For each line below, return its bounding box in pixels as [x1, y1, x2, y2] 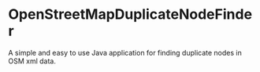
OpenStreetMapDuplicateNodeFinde [8, 5, 253, 23]
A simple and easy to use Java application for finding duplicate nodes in [8, 48, 242, 57]
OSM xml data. [8, 56, 57, 66]
